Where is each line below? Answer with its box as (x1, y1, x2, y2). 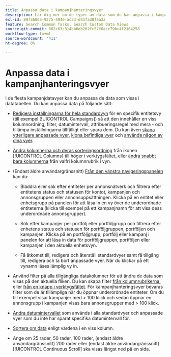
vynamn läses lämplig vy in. (20, 263, 78, 269)
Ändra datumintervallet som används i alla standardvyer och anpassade (12, 310, 163, 316)
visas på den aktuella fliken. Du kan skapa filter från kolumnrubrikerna (12, 278, 160, 284)
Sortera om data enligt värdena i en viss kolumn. (12, 325, 115, 331)
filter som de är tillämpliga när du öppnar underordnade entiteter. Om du (12, 289, 164, 295)
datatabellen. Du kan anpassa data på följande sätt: (5, 100, 113, 106)
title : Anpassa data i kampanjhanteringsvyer (5, 7, 103, 13)
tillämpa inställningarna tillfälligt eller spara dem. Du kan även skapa (12, 126, 155, 133)
